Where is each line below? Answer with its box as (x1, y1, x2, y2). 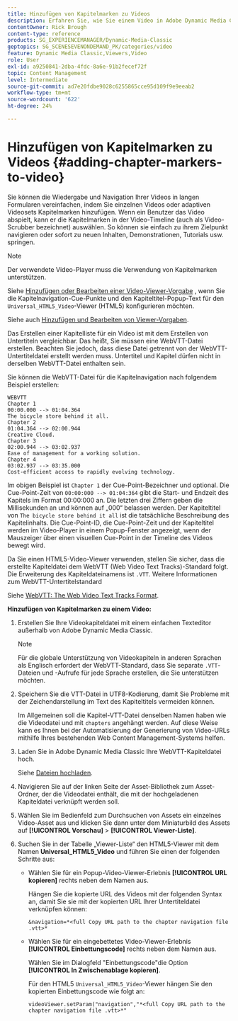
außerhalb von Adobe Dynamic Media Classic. (17, 626, 153, 634)
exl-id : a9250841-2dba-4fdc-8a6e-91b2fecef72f (7, 63, 147, 70)
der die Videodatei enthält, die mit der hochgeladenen (41, 789, 199, 798)
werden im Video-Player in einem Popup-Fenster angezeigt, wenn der (7, 525, 211, 535)
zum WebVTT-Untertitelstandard (7, 577, 103, 586)
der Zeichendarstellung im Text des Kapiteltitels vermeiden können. (17, 697, 215, 705)
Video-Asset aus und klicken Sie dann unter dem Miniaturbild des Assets (17, 818, 230, 827)
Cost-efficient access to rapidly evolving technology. (7, 468, 176, 475)
